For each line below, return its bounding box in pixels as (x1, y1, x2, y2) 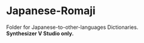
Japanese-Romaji (6, 4, 96, 18)
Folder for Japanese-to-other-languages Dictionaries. (6, 24, 139, 31)
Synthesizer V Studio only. (6, 29, 74, 37)
